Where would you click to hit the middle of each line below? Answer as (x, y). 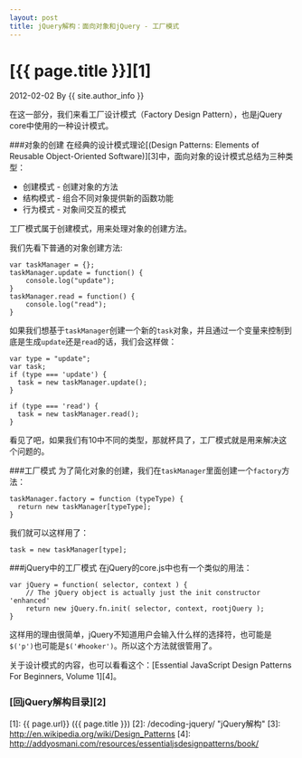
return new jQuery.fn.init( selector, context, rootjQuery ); (145, 609)
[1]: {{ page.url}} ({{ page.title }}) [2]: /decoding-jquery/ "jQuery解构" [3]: (145, 724)
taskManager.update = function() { (76, 273)
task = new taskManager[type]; (68, 550)
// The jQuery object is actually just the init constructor (143, 593)
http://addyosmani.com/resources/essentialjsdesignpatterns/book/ (134, 744)
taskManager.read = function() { (72, 297)
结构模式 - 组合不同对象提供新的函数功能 (98, 198)
